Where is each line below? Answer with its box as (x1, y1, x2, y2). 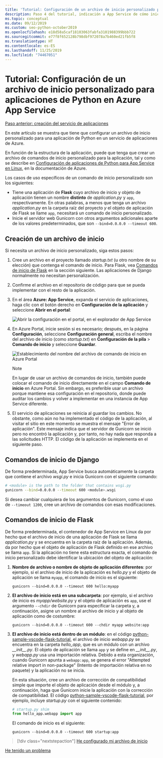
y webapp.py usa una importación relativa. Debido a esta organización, (12, 652, 154, 658)
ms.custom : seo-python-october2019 (5, 25, 77, 30)
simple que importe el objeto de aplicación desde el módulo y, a (12, 682, 140, 688)
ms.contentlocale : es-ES (5, 43, 55, 48)
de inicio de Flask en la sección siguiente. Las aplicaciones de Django (12, 268, 152, 273)
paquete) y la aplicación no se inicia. (12, 667, 85, 673)
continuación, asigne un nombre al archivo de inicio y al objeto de (12, 608, 144, 614)
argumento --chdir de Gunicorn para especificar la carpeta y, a (12, 603, 140, 608)
